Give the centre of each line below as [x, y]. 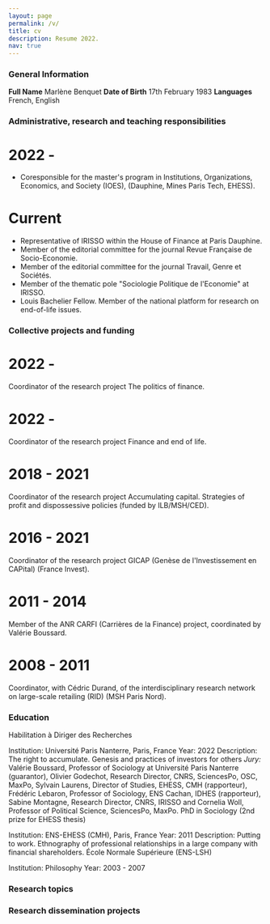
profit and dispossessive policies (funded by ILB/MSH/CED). [109, 505]
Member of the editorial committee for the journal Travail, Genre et [131, 267]
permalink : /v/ [34, 23]
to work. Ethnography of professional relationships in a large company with [133, 844]
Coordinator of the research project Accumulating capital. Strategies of [127, 496]
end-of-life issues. [51, 310]
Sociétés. [36, 275]
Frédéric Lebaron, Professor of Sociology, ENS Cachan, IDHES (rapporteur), [135, 794]
